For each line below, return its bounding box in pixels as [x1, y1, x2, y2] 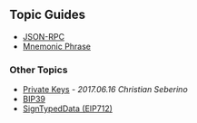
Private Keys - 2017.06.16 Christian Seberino [22, 84, 188, 95]
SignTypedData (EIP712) [22, 103, 113, 114]
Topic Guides [9, 7, 86, 23]
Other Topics [9, 63, 68, 76]
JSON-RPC [22, 31, 65, 42]
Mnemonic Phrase [22, 41, 92, 52]
